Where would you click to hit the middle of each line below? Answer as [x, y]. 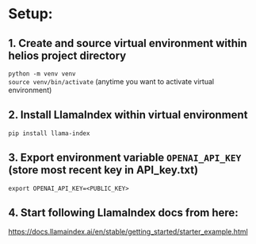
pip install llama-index [49, 133]
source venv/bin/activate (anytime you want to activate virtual [111, 81]
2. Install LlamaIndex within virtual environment [128, 115]
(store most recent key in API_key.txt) [103, 170]
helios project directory [67, 55]
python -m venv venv [42, 74]
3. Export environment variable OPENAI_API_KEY [125, 158]
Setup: [31, 14]
